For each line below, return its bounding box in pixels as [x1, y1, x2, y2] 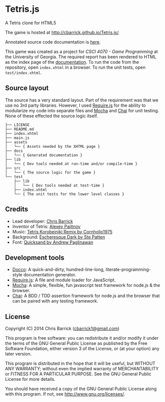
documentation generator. [23, 272, 76, 278]
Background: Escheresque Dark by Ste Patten [12, 234, 105, 240]
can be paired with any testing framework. [12, 298, 99, 304]
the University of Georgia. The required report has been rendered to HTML [5, 53, 157, 60]
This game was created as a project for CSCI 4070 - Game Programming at [5, 48, 158, 54]
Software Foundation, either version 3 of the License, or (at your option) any [5, 346, 160, 352]
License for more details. [5, 376, 56, 382]
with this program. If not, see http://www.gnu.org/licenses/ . [5, 391, 126, 397]
